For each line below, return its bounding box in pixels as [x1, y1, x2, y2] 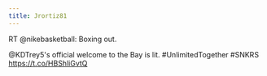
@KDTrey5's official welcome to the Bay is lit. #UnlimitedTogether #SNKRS [8, 49, 259, 59]
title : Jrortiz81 [8, 11, 68, 20]
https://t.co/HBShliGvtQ [8, 58, 88, 68]
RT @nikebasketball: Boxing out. [8, 34, 117, 44]
